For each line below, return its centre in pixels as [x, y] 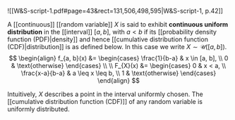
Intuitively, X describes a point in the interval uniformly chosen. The [105, 94]
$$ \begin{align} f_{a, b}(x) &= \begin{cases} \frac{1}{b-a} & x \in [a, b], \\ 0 [119, 58]
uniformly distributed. [38, 109]
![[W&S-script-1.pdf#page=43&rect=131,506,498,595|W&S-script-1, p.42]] [115, 11]
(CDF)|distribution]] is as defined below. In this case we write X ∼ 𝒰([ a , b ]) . [117, 47]
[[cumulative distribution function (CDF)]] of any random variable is [105, 101]
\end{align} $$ [119, 80]
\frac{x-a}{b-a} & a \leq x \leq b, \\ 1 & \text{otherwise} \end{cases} [119, 73]
